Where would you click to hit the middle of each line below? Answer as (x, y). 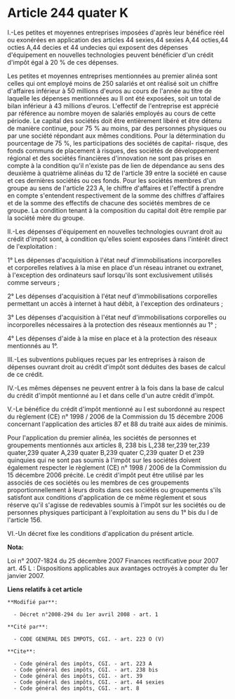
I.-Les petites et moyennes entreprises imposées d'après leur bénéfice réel (116, 32)
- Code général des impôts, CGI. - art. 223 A (83, 663)
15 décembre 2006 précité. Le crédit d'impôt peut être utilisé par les (106, 475)
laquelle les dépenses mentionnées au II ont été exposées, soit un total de (114, 98)
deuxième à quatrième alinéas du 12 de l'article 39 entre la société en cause (117, 173)
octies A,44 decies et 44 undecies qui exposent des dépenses (98, 47)
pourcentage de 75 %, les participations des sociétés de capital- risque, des (117, 143)
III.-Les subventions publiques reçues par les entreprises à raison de (106, 359)
